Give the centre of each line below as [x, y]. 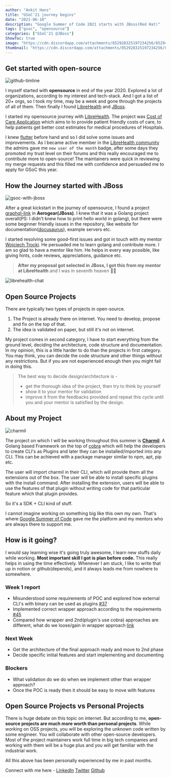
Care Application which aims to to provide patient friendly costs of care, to [83, 122]
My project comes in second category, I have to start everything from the [82, 339]
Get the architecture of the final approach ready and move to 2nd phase [88, 650]
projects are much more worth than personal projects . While [86, 724]
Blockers [17, 668]
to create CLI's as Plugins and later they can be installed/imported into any [83, 451]
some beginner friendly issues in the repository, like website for [72, 224]
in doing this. [19, 366]
